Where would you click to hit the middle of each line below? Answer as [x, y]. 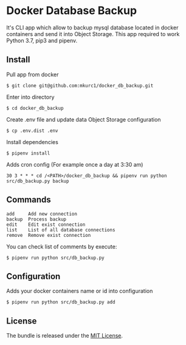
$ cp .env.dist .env [33, 131]
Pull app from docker [33, 74]
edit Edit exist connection [46, 224]
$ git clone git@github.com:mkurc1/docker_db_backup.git [80, 85]
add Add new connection [42, 214]
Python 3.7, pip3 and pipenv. [42, 40]
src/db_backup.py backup [38, 181]
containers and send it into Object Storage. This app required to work [93, 34]
